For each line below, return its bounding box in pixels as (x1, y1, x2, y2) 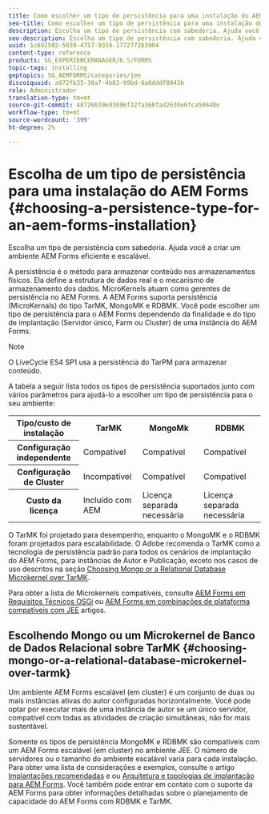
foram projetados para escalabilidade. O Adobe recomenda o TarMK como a (8, 538, 260, 549)
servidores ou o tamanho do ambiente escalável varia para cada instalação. (8, 754, 258, 764)
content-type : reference (8, 49, 91, 57)
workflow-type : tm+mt (8, 109, 81, 117)
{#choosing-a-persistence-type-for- (8, 199, 260, 217)
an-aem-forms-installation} (8, 216, 198, 234)
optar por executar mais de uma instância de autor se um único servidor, (8, 704, 248, 714)
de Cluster (23, 476, 65, 487)
